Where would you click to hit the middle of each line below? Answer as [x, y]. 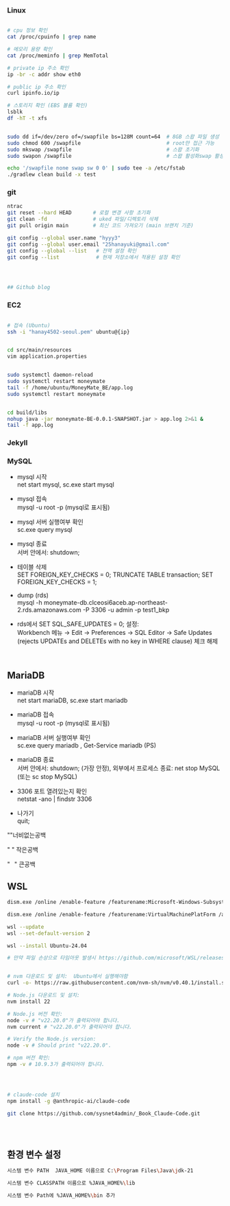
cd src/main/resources [39, 350]
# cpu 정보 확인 [27, 31]
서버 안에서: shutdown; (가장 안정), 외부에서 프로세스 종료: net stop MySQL [118, 768]
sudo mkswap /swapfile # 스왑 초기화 [103, 150]
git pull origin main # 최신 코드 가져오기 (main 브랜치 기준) [100, 226]
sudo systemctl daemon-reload [50, 375]
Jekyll [17, 443]
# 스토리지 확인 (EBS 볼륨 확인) [48, 106]
